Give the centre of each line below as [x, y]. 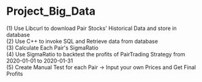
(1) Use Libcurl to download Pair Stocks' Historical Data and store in [92, 28]
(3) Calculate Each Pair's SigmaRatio [53, 48]
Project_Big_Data [51, 11]
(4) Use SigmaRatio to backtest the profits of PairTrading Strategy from [96, 54]
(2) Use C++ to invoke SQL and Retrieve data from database [82, 41]
